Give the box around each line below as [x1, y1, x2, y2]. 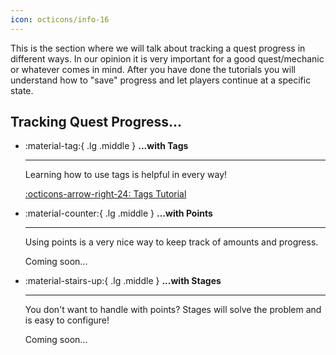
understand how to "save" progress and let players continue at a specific [10, 74, 312, 86]
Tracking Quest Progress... [10, 114, 183, 131]
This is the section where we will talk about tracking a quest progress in [10, 42, 306, 54]
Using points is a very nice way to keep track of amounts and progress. [24, 236, 319, 248]
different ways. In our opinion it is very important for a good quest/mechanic [10, 52, 325, 65]
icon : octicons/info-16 [10, 14, 110, 25]
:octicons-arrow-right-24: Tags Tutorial [24, 188, 187, 200]
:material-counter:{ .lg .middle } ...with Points [24, 207, 213, 220]
